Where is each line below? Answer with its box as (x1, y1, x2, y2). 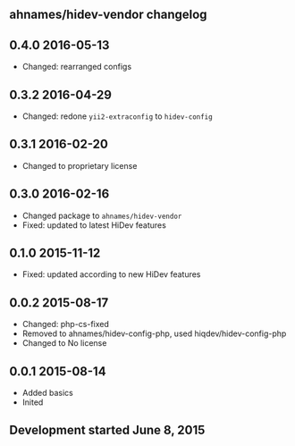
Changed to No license (21, 338, 107, 349)
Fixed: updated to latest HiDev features (21, 219, 167, 231)
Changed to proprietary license (21, 160, 138, 171)
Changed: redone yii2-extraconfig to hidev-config (21, 111, 213, 122)
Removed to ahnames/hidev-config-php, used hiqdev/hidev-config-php (21, 328, 287, 339)
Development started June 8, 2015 (9, 423, 206, 438)
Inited (21, 397, 44, 408)
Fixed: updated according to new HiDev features (21, 269, 201, 280)
